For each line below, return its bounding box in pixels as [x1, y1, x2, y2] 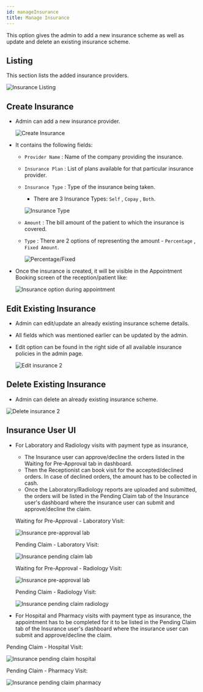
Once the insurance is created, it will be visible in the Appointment [15, 267, 182, 275]
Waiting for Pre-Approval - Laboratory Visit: [15, 517, 125, 525]
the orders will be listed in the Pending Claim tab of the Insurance [24, 492, 190, 499]
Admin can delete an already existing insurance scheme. [15, 396, 158, 403]
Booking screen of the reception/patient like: [15, 274, 128, 281]
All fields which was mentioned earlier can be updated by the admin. [15, 331, 188, 339]
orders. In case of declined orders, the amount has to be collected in [24, 473, 197, 480]
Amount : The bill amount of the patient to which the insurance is [24, 219, 185, 226]
